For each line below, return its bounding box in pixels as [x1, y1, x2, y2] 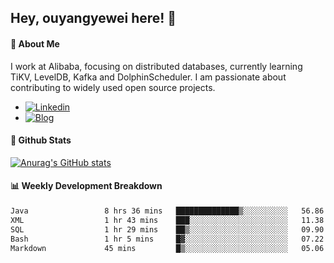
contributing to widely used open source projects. [10, 81, 216, 93]
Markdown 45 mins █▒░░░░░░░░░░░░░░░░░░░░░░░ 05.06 [10, 243, 325, 253]
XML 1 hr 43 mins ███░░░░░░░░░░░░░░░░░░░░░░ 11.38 [10, 215, 325, 225]
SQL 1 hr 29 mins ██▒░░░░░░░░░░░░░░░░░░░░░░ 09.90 [10, 224, 325, 235]
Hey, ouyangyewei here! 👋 [10, 10, 177, 27]
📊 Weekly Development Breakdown [10, 180, 163, 192]
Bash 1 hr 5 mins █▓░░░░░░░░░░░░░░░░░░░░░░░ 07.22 [10, 234, 325, 244]
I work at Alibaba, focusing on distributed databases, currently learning [10, 60, 303, 72]
